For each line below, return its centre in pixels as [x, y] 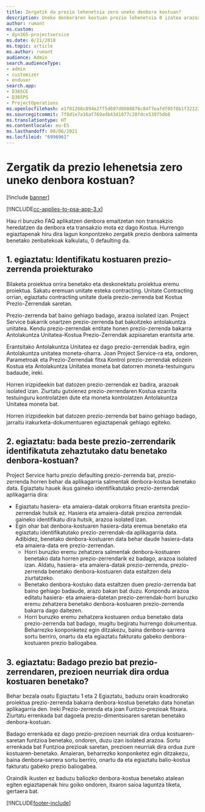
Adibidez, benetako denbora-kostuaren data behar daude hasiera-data [104, 539]
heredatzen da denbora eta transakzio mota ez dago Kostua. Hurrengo [95, 227]
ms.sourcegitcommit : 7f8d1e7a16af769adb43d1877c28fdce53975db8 [88, 114]
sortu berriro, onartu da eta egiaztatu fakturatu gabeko [93, 637]
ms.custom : [20, 29]
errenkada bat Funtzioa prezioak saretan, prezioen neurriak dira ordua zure [101, 747]
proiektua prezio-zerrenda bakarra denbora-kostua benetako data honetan [100, 703]
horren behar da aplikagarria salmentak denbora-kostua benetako [113, 482]
